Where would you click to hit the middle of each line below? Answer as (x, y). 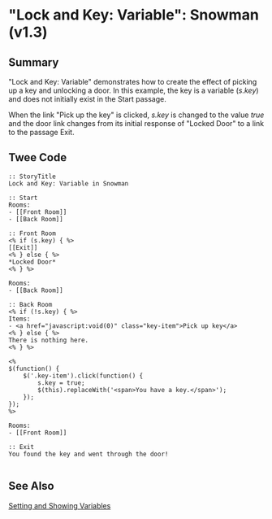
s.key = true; (61, 383)
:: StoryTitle (32, 177)
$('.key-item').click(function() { (83, 376)
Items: (19, 319)
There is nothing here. (49, 340)
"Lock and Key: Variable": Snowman (134, 15)
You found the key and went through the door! (89, 454)
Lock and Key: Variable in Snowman (69, 183)
